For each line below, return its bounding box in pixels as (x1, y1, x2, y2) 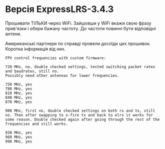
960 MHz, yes (5, 134, 32, 139)
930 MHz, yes (5, 130, 32, 135)
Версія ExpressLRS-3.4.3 (5, 4, 114, 15)
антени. (5, 31, 21, 37)
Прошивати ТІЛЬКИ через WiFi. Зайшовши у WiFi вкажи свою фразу (5, 20, 151, 26)
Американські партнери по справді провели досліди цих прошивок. (5, 40, 151, 46)
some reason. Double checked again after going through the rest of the (5, 117, 160, 122)
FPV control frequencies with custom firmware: (5, 55, 106, 61)
